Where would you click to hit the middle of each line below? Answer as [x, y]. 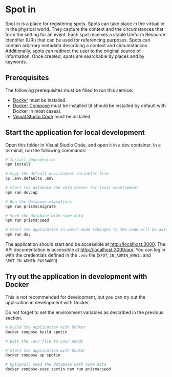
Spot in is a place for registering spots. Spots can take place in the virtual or [85, 24]
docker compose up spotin [33, 355]
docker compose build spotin [36, 332]
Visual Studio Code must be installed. [52, 116]
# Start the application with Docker [46, 350]
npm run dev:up [21, 192]
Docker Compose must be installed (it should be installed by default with [89, 106]
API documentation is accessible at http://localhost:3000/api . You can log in [85, 250]
